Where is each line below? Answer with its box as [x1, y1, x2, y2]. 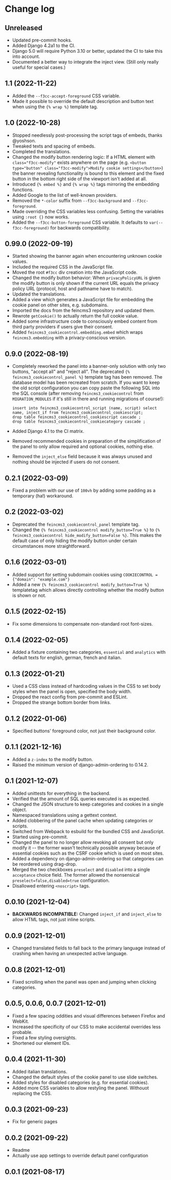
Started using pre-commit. [12, 834, 68, 840]
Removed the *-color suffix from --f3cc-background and [12, 197, 132, 203]
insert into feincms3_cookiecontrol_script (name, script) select [12, 406, 157, 411]
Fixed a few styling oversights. [12, 1034, 77, 1041]
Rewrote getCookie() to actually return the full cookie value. [12, 313, 139, 319]
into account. [12, 53, 40, 59]
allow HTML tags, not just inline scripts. [12, 917, 96, 923]
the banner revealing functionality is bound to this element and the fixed [12, 170, 164, 176]
